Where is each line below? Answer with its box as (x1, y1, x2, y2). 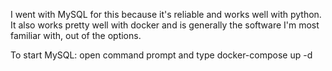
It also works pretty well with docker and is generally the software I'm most (10, 19, 320, 31)
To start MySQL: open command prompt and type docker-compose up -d (10, 49, 313, 61)
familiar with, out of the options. (10, 30, 142, 41)
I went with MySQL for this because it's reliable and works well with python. (10, 9, 322, 20)
